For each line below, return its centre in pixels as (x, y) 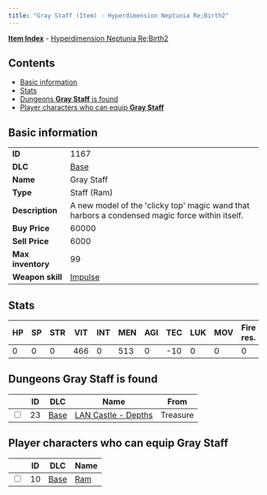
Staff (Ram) (92, 193)
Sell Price (31, 242)
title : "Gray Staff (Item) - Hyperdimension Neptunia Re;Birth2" (118, 15)
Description (35, 211)
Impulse (85, 277)
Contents (32, 63)
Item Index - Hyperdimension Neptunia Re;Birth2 (88, 38)
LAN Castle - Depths (114, 415)
